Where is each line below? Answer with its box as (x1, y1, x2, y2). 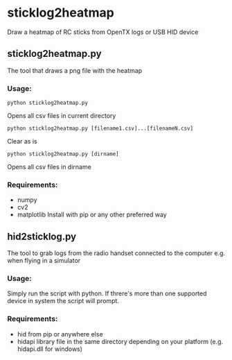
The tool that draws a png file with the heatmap (7, 66, 143, 74)
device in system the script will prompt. (7, 297, 120, 305)
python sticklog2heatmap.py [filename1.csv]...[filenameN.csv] (7, 125, 194, 132)
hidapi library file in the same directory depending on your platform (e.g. (17, 337, 224, 345)
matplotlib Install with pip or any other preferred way (17, 210, 168, 219)
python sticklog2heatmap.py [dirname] (7, 151, 119, 157)
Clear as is (7, 137, 37, 146)
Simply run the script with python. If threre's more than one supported (7, 289, 207, 298)
